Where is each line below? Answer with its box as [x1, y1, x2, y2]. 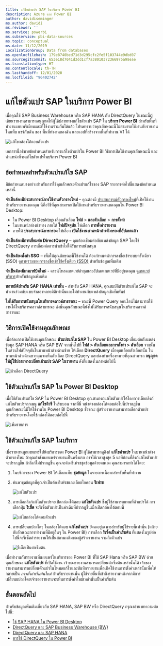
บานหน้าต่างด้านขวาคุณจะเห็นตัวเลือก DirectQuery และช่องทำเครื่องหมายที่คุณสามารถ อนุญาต [5, 353, 158, 359]
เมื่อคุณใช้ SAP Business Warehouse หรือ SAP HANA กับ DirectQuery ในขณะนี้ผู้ [5, 112, 153, 118]
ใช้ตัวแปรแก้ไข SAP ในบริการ [5, 436, 78, 444]
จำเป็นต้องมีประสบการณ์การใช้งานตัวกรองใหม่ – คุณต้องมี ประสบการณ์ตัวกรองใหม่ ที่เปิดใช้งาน [5, 196, 154, 202]
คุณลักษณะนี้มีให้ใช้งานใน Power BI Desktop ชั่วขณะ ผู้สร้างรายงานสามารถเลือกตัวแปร [5, 406, 148, 412]
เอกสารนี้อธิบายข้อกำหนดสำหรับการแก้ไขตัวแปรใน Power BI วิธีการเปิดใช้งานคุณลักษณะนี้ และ [5, 148, 158, 154]
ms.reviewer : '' [5, 25, 38, 30]
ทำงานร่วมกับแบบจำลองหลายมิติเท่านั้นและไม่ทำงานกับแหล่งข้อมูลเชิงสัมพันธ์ [5, 288, 126, 295]
